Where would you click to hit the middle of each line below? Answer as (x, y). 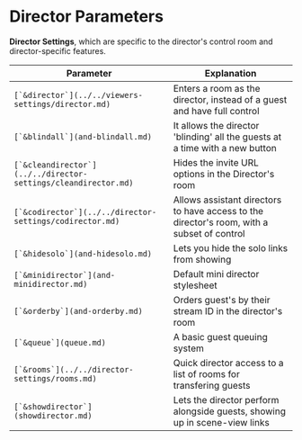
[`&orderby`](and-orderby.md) (79, 311)
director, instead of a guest (230, 99)
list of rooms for (206, 373)
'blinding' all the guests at (227, 137)
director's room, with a (221, 222)
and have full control (216, 111)
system (188, 348)
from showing (202, 259)
